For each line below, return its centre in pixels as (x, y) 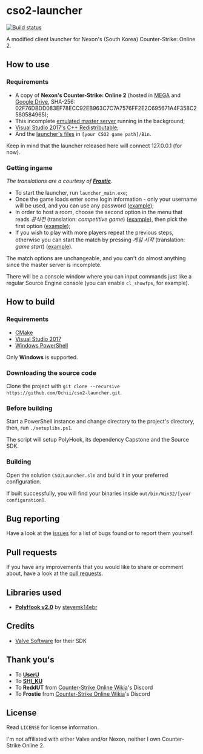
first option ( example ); (43, 226)
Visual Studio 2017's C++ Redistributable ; (67, 127)
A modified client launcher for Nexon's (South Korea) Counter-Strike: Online (101, 39)
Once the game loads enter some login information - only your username (106, 199)
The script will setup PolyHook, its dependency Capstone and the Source (98, 440)
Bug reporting (33, 518)
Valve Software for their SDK (51, 641)
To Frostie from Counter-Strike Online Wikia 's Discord (82, 694)
